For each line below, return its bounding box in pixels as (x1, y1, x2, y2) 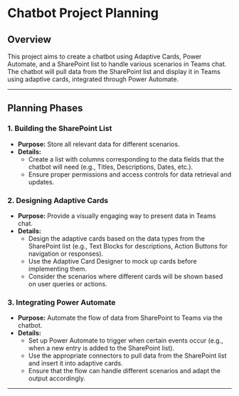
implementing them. (28, 264, 87, 273)
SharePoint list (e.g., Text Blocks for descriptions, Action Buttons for (28, 241, 228, 250)
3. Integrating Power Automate (7, 297, 116, 307)
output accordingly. (28, 374, 86, 382)
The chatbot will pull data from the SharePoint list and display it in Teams (7, 68, 221, 75)
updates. (28, 177, 55, 186)
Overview (7, 33, 52, 46)
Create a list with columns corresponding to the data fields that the (28, 155, 224, 163)
